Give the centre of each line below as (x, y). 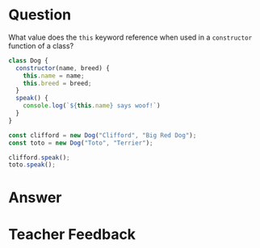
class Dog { (28, 61)
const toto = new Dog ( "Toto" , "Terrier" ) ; (81, 143)
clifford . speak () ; (39, 158)
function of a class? (41, 45)
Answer (35, 198)
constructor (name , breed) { (63, 68)
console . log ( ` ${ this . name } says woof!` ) (92, 106)
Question (40, 15)
